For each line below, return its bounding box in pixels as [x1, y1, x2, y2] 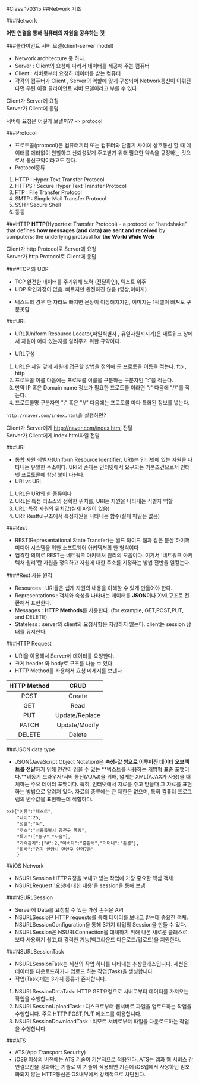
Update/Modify [56, 721, 99, 729]
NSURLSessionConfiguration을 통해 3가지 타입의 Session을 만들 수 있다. [14, 921, 187, 928]
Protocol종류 [14, 164, 46, 171]
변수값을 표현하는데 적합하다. [26, 795, 93, 803]
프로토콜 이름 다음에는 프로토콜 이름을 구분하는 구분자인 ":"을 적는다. [14, 377, 173, 384]
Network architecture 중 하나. [14, 55, 86, 61]
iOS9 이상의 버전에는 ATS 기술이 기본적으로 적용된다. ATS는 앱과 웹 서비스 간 [14, 1056, 194, 1063]
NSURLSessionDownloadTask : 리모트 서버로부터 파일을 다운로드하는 [14, 1018, 178, 1025]
